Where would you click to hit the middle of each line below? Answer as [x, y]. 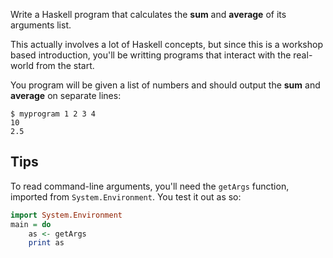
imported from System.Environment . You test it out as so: [126, 196]
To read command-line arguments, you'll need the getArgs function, [150, 186]
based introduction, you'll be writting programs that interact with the [151, 55]
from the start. [65, 65]
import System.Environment [66, 215]
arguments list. [41, 25]
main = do [31, 224]
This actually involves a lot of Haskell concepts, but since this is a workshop [166, 44]
